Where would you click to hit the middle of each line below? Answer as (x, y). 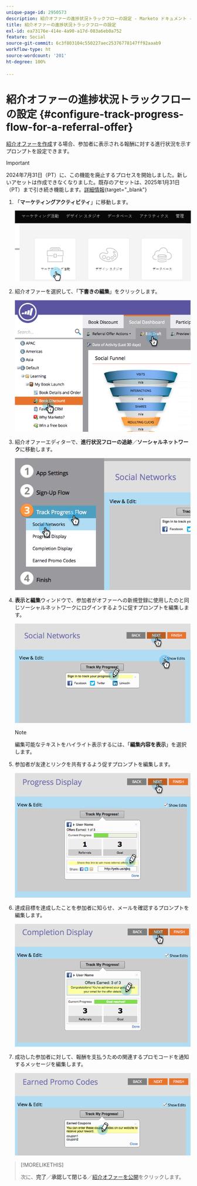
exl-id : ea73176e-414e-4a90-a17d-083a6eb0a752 (64, 31)
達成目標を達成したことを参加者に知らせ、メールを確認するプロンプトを (102, 908)
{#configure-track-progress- (111, 114)
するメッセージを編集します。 (50, 1064)
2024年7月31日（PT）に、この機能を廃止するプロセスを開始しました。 (92, 175)
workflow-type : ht (28, 50)
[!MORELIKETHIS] (42, 1165)
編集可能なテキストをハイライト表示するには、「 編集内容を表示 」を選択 (101, 744)
